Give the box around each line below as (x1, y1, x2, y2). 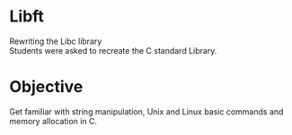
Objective (9, 77, 84, 97)
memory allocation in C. (9, 115, 97, 126)
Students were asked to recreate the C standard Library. (9, 45, 217, 55)
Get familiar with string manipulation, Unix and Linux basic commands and (9, 105, 284, 117)
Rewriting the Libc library (9, 36, 102, 46)
